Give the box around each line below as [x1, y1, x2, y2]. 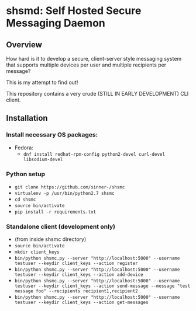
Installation [6, 113, 48, 123]
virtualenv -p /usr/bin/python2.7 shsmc [14, 190, 115, 196]
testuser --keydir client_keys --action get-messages [14, 299, 149, 306]
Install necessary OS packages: [6, 131, 98, 139]
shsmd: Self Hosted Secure [6, 4, 142, 18]
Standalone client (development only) [6, 222, 116, 230]
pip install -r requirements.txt [14, 209, 97, 215]
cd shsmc [14, 197, 36, 202]
